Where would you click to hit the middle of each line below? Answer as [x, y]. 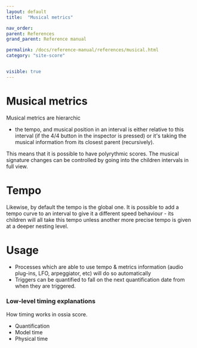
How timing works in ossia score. [47, 314]
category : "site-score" [36, 56]
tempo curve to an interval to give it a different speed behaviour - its [90, 213]
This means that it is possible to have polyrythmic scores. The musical [93, 154]
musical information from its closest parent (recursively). [84, 142]
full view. [17, 166]
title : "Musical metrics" [40, 17]
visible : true [24, 72]
